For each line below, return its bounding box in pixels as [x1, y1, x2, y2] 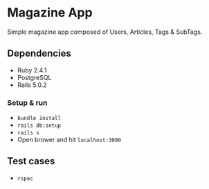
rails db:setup [17, 122, 62, 129]
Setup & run [7, 98, 48, 108]
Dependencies [7, 48, 71, 59]
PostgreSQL [17, 73, 52, 81]
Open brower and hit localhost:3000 [17, 136, 121, 144]
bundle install [17, 115, 62, 122]
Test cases [7, 155, 55, 167]
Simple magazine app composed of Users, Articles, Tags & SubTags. [7, 28, 203, 36]
